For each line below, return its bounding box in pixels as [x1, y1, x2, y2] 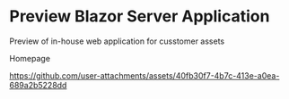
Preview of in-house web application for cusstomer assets [9, 36, 225, 46]
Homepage [9, 53, 51, 63]
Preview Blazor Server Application [9, 6, 270, 27]
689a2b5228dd [9, 79, 67, 90]
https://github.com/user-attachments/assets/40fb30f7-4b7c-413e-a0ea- [9, 70, 280, 81]
